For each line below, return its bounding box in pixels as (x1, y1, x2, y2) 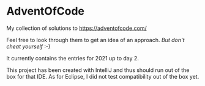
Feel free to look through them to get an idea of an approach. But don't (6, 36, 185, 43)
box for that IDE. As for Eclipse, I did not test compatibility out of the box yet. (6, 73, 199, 80)
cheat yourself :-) (6, 43, 51, 50)
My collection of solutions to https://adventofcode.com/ (6, 24, 147, 32)
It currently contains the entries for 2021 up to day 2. (6, 54, 140, 62)
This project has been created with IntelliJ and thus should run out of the (6, 66, 190, 74)
